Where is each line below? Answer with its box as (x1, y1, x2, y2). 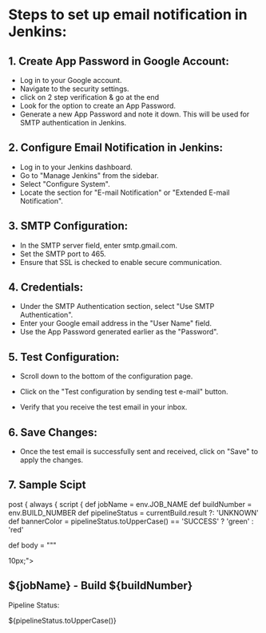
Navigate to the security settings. (19, 84, 129, 93)
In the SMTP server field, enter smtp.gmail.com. (19, 240, 178, 250)
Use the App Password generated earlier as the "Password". (19, 327, 219, 337)
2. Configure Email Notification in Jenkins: (8, 141, 224, 155)
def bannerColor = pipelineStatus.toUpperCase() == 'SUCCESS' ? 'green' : (8, 516, 254, 526)
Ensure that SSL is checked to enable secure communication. (19, 257, 222, 267)
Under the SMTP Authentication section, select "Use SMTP (19, 302, 215, 311)
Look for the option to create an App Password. (19, 101, 177, 110)
